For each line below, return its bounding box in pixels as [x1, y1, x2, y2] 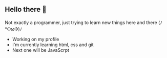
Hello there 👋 [5, 5, 47, 14]
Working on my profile [12, 36, 59, 42]
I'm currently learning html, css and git [12, 42, 94, 48]
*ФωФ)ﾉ [5, 26, 23, 32]
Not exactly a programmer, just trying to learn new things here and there [5, 19, 157, 26]
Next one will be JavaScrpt [12, 47, 70, 53]
